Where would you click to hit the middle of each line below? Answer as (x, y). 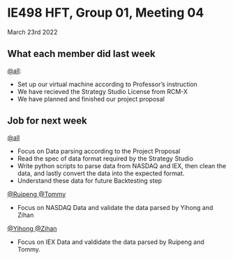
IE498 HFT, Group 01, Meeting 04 (106, 13)
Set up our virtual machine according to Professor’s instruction (107, 84)
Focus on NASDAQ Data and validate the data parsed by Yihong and (115, 207)
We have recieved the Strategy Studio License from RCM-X (103, 91)
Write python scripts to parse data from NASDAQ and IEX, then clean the (122, 165)
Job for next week (47, 121)
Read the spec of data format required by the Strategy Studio (105, 159)
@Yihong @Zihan (32, 228)
